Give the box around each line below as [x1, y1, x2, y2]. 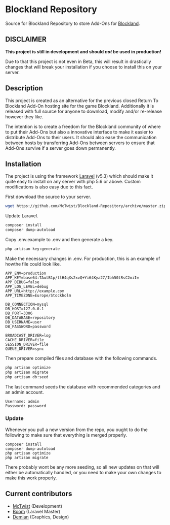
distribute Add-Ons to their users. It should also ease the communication [5, 134, 157, 140]
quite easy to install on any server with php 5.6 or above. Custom [5, 179, 141, 185]
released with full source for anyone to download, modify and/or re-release [5, 108, 162, 114]
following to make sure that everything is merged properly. [5, 432, 127, 438]
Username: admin [5, 399, 39, 404]
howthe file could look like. [5, 260, 61, 267]
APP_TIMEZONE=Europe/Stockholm [5, 293, 71, 298]
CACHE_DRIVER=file [5, 337, 44, 342]
